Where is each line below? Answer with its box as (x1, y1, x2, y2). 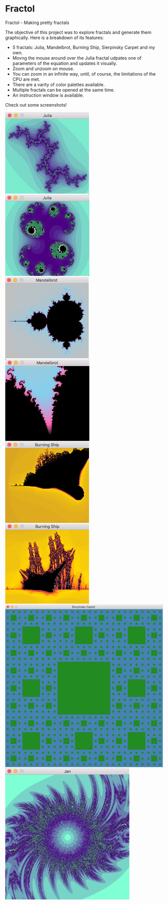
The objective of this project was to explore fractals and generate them (5, 29, 151, 35)
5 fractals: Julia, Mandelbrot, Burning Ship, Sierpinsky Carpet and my (12, 44, 155, 50)
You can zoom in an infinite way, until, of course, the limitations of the (12, 71, 156, 77)
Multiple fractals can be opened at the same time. (12, 87, 115, 93)
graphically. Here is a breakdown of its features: (5, 35, 104, 41)
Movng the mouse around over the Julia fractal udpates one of (12, 55, 141, 61)
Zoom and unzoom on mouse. (12, 66, 74, 72)
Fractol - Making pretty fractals (5, 20, 69, 26)
